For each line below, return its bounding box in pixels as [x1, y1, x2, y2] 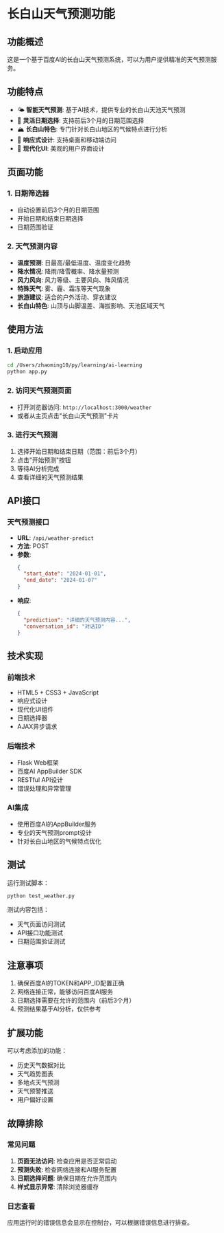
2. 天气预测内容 [7, 241, 58, 251]
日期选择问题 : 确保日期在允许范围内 [16, 1174, 117, 1182]
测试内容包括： [7, 906, 49, 914]
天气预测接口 [7, 517, 50, 527]
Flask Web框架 [16, 758, 60, 767]
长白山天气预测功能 [7, 6, 116, 22]
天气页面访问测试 [16, 920, 66, 928]
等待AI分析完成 [16, 464, 60, 472]
